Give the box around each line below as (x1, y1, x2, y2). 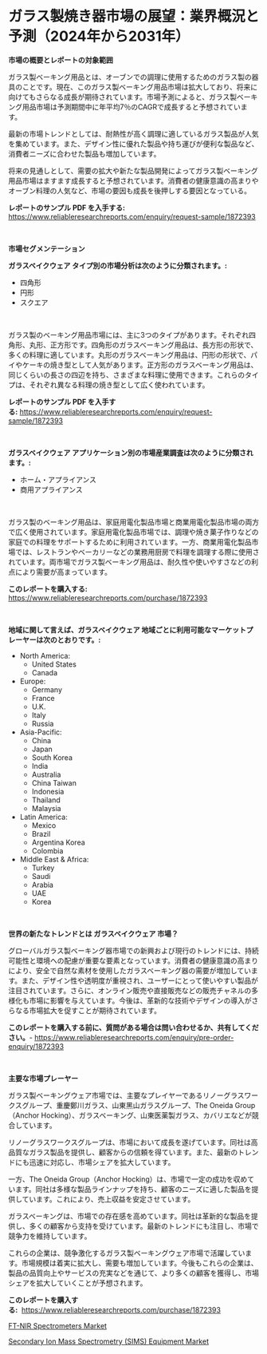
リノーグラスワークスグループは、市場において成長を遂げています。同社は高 (8, 1137, 258, 1146)
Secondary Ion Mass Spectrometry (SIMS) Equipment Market (8, 1336, 210, 1346)
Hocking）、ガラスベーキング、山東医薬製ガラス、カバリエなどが (41, 1111, 253, 1120)
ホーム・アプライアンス (19, 474, 97, 484)
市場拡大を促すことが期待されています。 (29, 1005, 162, 1015)
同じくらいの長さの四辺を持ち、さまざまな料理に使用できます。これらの (8, 370, 245, 379)
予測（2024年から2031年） (8, 27, 190, 46)
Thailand (31, 795, 61, 805)
